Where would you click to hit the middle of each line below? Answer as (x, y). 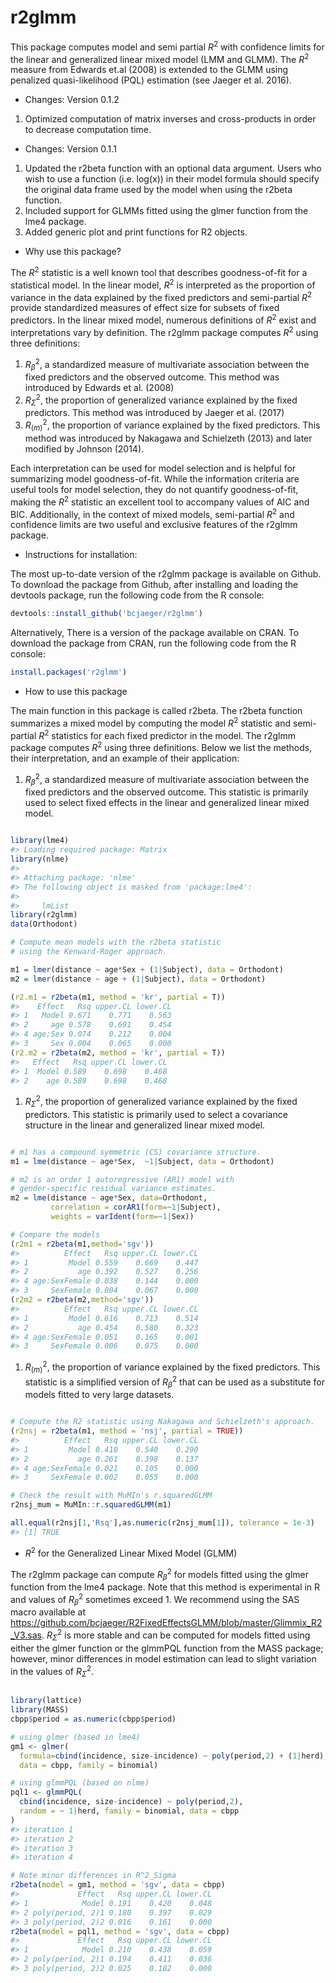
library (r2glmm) (44, 915)
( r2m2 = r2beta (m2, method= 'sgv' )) (82, 1300)
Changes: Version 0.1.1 (70, 149)
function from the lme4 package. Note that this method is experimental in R (165, 1587)
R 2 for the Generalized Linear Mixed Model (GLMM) (131, 1552)
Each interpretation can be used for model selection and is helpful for (153, 468)
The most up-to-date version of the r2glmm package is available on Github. (166, 574)
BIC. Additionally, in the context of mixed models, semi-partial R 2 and (152, 513)
